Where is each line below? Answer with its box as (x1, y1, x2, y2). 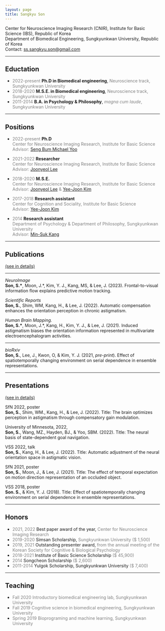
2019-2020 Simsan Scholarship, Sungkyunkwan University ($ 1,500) (12, 536, 151, 543)
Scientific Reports (5, 297, 41, 303)
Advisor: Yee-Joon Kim (12, 206, 59, 212)
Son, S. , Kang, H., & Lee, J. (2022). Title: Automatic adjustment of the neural (5, 449, 160, 455)
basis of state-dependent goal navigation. (5, 434, 90, 440)
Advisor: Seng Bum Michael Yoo (12, 146, 78, 152)
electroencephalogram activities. (5, 332, 72, 339)
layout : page (5, 7, 32, 12)
